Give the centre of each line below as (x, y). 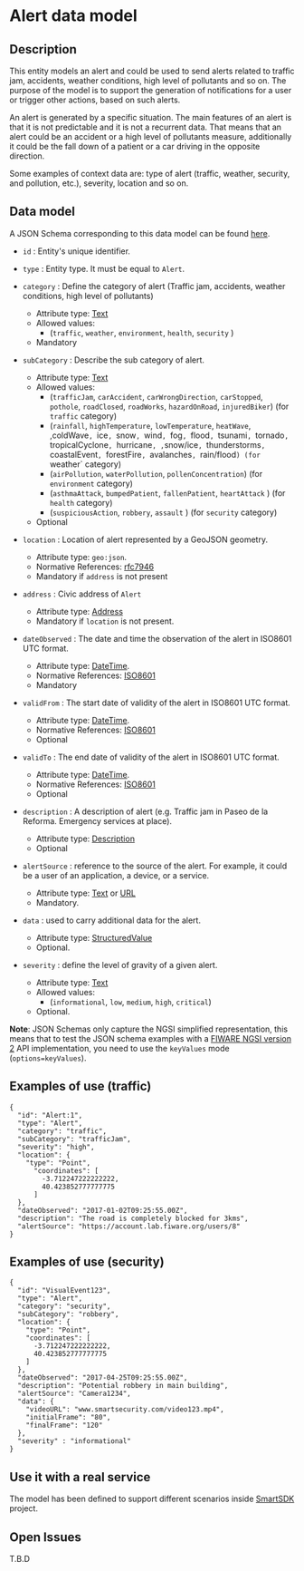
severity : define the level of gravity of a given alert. (120, 965)
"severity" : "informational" (74, 1441)
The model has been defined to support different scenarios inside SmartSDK (152, 1499)
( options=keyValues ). (48, 1058)
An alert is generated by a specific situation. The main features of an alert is (151, 117)
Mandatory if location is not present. (105, 621)
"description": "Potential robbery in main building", (123, 1386)
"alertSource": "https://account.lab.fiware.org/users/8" (129, 1226)
